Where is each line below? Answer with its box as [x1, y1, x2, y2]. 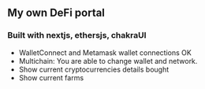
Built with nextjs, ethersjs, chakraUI [7, 30, 147, 41]
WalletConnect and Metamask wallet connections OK [18, 47, 192, 57]
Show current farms [18, 72, 84, 82]
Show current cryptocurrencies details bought [18, 65, 170, 74]
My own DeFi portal [7, 6, 106, 20]
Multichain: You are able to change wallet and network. [18, 56, 198, 65]
